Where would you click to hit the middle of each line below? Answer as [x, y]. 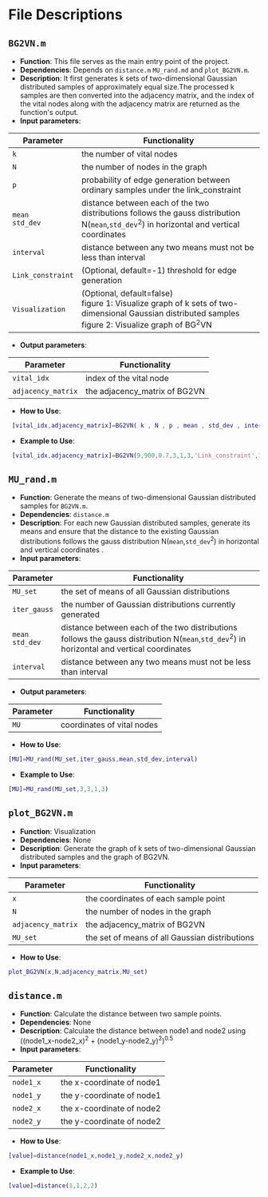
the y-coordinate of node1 [110, 1096]
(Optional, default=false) [127, 293]
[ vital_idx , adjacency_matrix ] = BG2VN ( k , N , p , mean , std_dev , [126, 425]
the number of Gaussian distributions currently [148, 604]
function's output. [49, 112]
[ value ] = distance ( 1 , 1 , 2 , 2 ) [53, 1185]
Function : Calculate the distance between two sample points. [120, 1014]
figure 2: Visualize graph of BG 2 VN [147, 324]
